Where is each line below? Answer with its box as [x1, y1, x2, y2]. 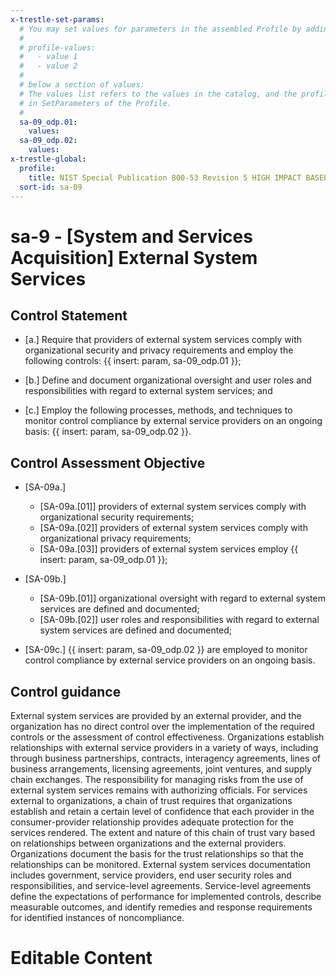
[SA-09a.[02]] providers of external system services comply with [39, 522, 308, 534]
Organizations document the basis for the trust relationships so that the [10, 848, 304, 860]
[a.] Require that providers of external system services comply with [24, 334, 303, 346]
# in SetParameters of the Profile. [19, 98, 172, 108]
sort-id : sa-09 [19, 182, 83, 192]
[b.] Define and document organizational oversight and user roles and [24, 374, 312, 386]
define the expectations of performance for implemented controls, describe [10, 891, 322, 902]
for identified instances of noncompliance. [10, 912, 185, 923]
